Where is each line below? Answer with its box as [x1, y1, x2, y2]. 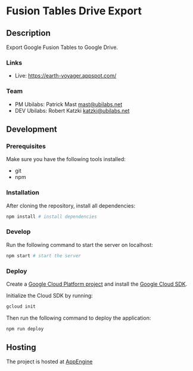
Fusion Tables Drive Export [6, 4, 142, 18]
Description [6, 28, 51, 38]
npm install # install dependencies [6, 214, 97, 219]
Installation [6, 188, 40, 197]
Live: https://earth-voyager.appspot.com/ [14, 72, 117, 79]
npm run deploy [6, 326, 44, 332]
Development [6, 124, 58, 134]
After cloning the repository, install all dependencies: [6, 202, 136, 209]
